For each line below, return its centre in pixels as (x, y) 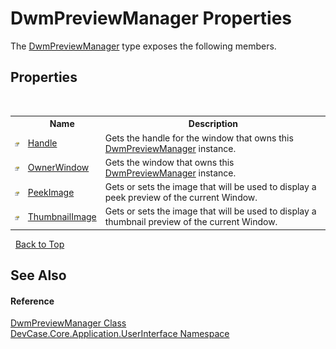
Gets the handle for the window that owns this (199, 138)
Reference (32, 301)
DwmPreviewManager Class (68, 323)
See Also (38, 275)
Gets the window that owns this (169, 162)
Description (213, 124)
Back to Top (39, 244)
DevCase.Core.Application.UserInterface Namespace (120, 334)
